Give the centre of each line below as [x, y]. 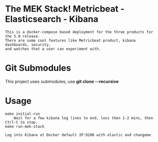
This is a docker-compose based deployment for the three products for [79, 32]
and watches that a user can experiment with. [53, 49]
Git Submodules [38, 68]
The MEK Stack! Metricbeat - [65, 9]
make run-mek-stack [25, 127]
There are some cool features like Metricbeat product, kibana [70, 40]
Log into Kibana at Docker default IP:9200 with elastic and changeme [78, 135]
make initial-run [23, 114]
